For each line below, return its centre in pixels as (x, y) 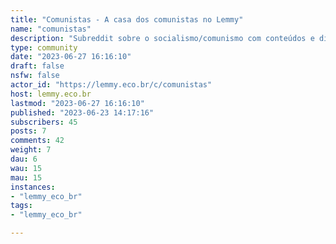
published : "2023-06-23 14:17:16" (82, 112)
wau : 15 (26, 168)
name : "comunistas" (51, 29)
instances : (33, 187)
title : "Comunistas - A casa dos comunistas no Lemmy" (127, 19)
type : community (44, 47)
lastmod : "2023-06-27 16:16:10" (77, 103)
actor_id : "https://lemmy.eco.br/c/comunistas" (111, 85)
